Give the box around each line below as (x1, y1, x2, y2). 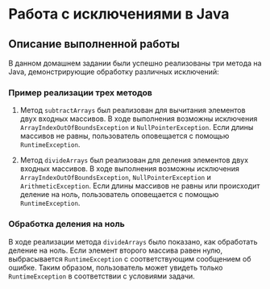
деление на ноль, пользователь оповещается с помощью (19, 190, 219, 199)
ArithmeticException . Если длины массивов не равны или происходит (19, 181, 260, 191)
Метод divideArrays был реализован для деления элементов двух (19, 155, 248, 165)
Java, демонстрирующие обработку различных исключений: (8, 67, 219, 77)
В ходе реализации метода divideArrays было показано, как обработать (8, 237, 258, 246)
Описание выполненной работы (8, 37, 180, 51)
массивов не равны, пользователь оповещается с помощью (19, 131, 230, 141)
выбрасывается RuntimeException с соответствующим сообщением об (8, 253, 251, 263)
